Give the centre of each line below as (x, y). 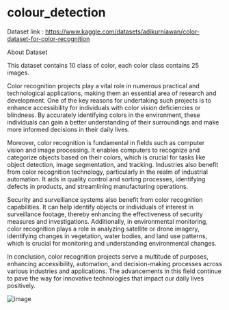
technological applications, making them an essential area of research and (112, 93)
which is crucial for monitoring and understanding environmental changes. (112, 243)
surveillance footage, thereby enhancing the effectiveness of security (105, 214)
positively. (22, 285)
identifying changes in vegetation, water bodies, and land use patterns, (107, 236)
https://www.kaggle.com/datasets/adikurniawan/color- (123, 31)
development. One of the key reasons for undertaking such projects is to (109, 100)
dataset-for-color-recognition (49, 38)
